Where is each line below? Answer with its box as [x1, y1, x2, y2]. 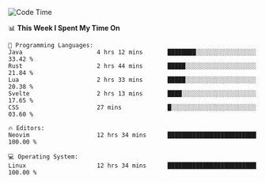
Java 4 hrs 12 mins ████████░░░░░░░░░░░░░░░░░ [8, 48, 257, 56]
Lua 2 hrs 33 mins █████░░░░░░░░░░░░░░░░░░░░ [8, 76, 257, 84]
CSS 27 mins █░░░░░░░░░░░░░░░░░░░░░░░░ [8, 103, 257, 111]
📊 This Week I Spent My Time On [8, 24, 120, 32]
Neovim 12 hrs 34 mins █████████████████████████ [8, 131, 257, 139]
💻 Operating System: [8, 153, 79, 161]
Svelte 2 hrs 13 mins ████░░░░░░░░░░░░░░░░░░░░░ [8, 90, 257, 98]
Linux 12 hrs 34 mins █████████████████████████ [8, 162, 257, 170]
